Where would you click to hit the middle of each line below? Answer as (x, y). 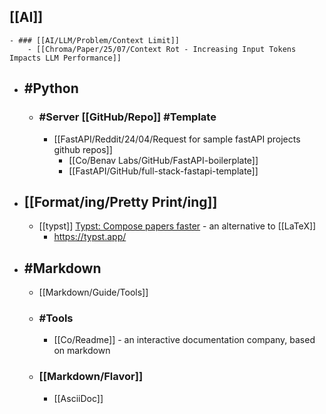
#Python (51, 88)
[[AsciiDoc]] (78, 398)
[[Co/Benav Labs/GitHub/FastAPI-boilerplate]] (163, 160)
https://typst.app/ (90, 237)
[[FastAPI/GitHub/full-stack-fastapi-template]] (163, 171)
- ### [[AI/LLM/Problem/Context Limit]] (95, 40)
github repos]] (83, 149)
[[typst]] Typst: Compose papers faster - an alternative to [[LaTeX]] (177, 226)
